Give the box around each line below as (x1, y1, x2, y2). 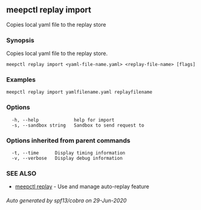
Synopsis (6, 36, 34, 44)
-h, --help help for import (11, 117, 115, 123)
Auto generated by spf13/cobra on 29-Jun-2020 (6, 197, 127, 204)
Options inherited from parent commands (6, 136, 131, 145)
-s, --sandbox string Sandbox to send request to (11, 122, 145, 128)
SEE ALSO (6, 169, 37, 177)
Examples (6, 76, 36, 84)
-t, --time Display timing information (11, 150, 126, 156)
